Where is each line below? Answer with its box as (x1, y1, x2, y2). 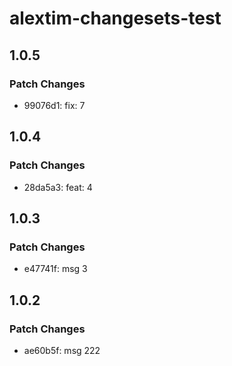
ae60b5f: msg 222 (23, 344, 101, 356)
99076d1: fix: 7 (23, 99, 86, 111)
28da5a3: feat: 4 (23, 181, 93, 193)
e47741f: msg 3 (23, 263, 88, 275)
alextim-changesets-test (9, 7, 222, 30)
